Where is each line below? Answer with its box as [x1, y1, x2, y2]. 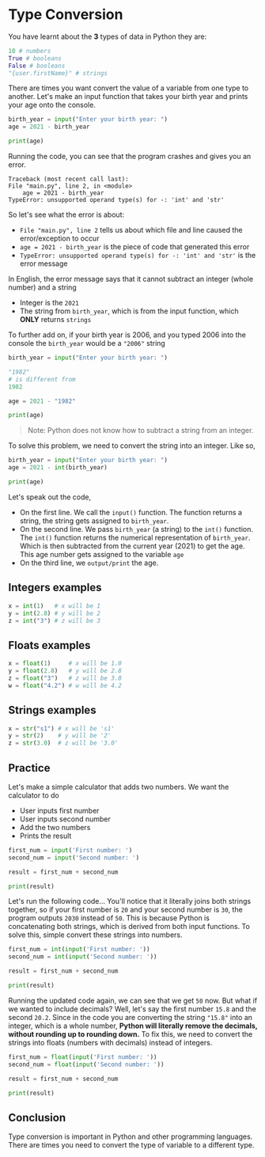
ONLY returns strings [19, 315, 92, 324]
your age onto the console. [8, 101, 97, 110]
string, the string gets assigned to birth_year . [19, 516, 169, 525]
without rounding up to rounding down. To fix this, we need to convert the [8, 1029, 253, 1038]
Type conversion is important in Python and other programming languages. [8, 1132, 253, 1141]
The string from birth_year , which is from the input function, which [19, 306, 239, 316]
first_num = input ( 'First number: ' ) [8, 846, 133, 854]
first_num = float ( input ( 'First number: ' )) [8, 1053, 157, 1061]
